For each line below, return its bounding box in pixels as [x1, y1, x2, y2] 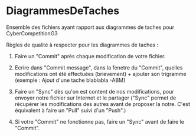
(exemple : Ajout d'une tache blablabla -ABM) [14, 77, 126, 84]
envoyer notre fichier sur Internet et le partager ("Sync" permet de [14, 94, 177, 101]
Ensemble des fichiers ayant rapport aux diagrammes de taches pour [6, 24, 175, 31]
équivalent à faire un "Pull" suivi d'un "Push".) [14, 107, 126, 114]
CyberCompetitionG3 [6, 29, 58, 37]
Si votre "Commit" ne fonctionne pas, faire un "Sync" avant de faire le [14, 118, 185, 125]
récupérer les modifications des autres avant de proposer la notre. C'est [14, 100, 191, 107]
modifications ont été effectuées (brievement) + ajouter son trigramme [14, 70, 187, 77]
